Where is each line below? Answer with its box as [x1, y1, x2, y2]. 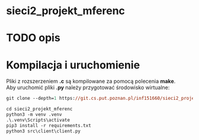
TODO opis [6, 31, 60, 45]
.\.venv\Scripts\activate [6, 117, 70, 123]
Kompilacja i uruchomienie [6, 58, 140, 71]
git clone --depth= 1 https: [6, 96, 76, 102]
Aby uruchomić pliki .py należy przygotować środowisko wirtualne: [6, 84, 170, 91]
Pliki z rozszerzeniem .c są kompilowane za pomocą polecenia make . [6, 78, 176, 85]
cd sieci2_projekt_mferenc [6, 106, 73, 112]
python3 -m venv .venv [6, 112, 62, 118]
